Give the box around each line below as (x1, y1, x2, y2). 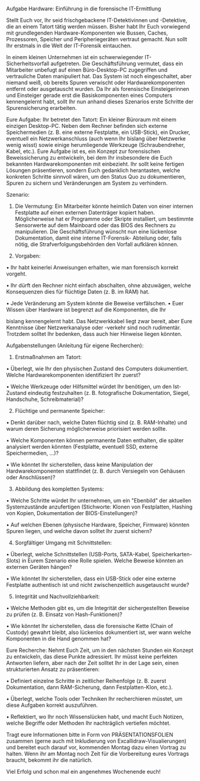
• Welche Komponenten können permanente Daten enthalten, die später (6, 437, 184, 444)
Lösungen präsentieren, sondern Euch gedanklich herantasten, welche (6, 167, 180, 174)
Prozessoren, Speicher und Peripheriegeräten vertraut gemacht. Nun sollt (6, 36, 187, 42)
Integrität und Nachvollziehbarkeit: (14, 593, 100, 600)
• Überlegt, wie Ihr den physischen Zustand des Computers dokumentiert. (6, 365, 189, 372)
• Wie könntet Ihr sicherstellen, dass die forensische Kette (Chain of (6, 623, 173, 629)
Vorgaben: (14, 252, 41, 259)
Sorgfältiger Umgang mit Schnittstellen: (14, 539, 112, 546)
